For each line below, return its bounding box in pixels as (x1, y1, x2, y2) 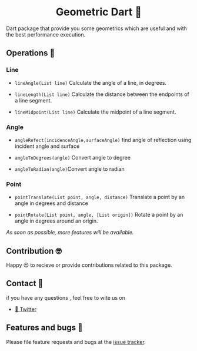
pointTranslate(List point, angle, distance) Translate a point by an (14, 194, 185, 201)
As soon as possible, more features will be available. (6, 229, 134, 236)
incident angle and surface (14, 143, 80, 150)
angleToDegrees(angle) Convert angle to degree (14, 154, 131, 161)
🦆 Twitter (14, 306, 37, 313)
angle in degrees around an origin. (14, 217, 98, 224)
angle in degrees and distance (14, 200, 88, 207)
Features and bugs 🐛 (6, 323, 84, 333)
